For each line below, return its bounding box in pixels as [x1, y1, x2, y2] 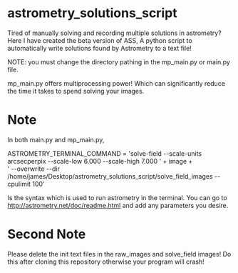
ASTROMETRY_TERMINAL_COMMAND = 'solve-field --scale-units [7, 149, 202, 158]
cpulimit [7, 179, 31, 188]
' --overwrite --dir [7, 164, 61, 173]
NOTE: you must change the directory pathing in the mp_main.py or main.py [7, 57, 230, 66]
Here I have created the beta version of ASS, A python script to [7, 36, 192, 44]
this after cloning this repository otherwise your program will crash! [7, 257, 205, 266]
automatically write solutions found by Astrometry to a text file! [7, 44, 192, 52]
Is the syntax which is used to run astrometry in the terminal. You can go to [7, 193, 227, 202]
